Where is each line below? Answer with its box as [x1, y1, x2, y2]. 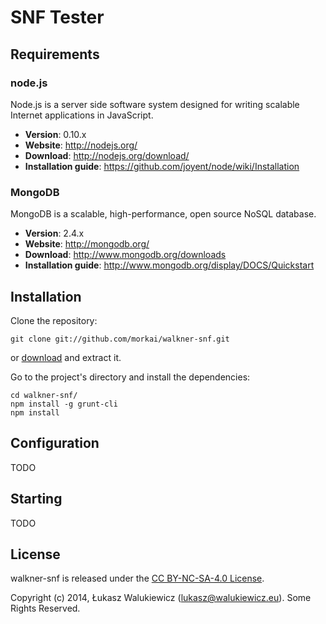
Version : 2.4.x [24, 227, 85, 240]
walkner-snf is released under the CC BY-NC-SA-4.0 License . [10, 572, 265, 585]
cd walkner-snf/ [10, 390, 78, 400]
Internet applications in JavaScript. [10, 109, 154, 121]
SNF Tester [10, 6, 105, 29]
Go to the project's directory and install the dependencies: [10, 371, 251, 383]
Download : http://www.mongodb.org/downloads [24, 249, 227, 261]
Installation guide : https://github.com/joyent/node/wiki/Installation [24, 160, 300, 172]
